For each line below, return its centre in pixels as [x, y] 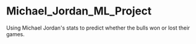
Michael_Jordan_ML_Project [79, 11]
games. [16, 34]
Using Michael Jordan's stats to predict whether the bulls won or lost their [98, 28]
